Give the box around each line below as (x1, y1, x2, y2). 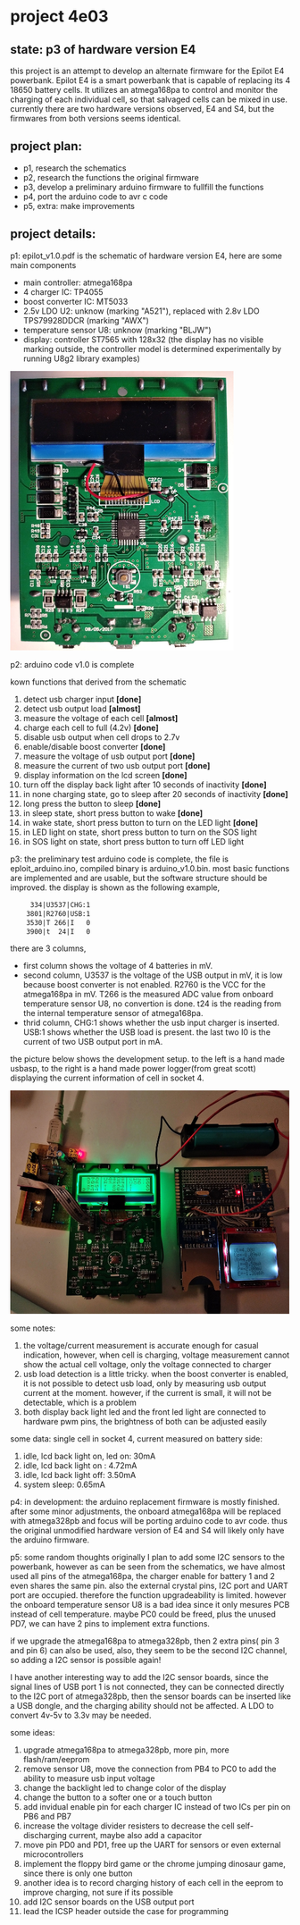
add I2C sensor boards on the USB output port (22, 1896, 195, 1907)
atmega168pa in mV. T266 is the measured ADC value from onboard (22, 988, 274, 999)
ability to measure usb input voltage (22, 1772, 155, 1784)
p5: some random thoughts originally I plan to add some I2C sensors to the (10, 1551, 285, 1562)
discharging (22, 1829, 68, 1840)
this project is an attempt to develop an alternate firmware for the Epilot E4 (10, 65, 285, 76)
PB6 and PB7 (22, 1811, 72, 1821)
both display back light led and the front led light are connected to (22, 1406, 267, 1417)
